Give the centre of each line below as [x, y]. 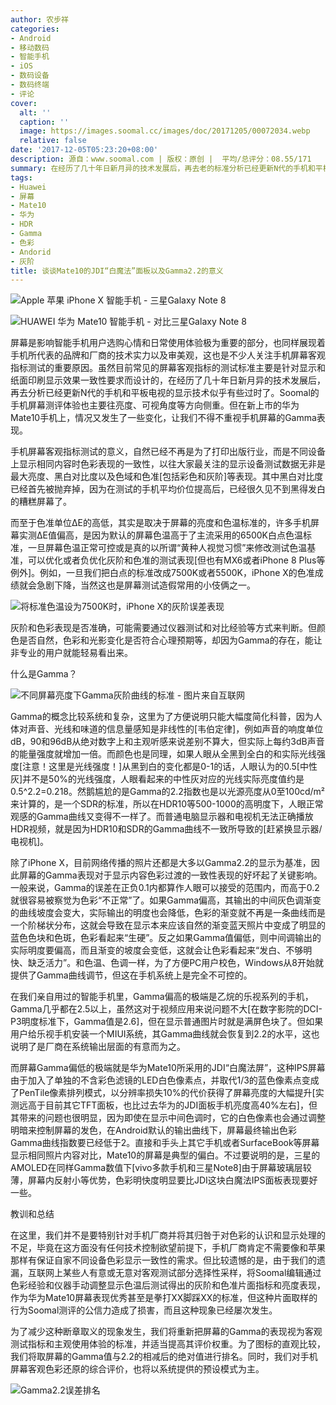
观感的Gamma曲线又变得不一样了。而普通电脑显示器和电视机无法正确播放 [162, 817]
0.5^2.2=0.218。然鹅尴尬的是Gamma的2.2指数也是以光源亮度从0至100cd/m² [168, 792]
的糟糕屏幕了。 [41, 502]
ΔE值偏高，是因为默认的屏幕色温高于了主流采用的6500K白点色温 [170, 535]
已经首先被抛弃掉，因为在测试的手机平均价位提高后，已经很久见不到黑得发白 [168, 489]
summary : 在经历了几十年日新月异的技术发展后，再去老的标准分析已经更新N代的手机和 [163, 168]
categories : [35, 29]
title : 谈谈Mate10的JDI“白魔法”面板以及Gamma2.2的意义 [117, 271]
